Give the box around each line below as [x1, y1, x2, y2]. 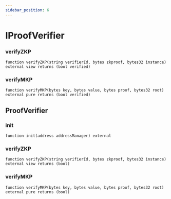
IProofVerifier [5, 29, 65, 41]
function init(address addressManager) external [5, 133, 111, 139]
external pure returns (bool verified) [5, 92, 91, 98]
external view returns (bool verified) [5, 64, 91, 69]
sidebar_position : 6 [5, 7, 50, 13]
